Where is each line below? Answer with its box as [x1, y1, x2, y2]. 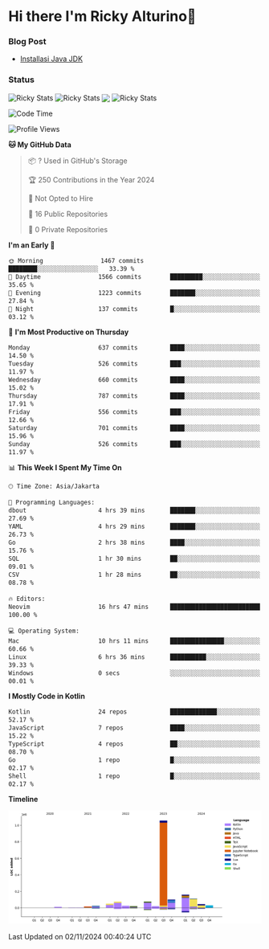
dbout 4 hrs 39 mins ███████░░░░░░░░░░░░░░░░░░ [8, 506, 261, 515]
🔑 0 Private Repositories [27, 225, 108, 235]
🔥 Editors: [8, 595, 46, 603]
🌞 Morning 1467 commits [8, 257, 145, 265]
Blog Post [8, 36, 47, 47]
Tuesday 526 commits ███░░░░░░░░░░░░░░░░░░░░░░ [8, 360, 261, 368]
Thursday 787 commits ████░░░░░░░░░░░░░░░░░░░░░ [8, 392, 261, 400]
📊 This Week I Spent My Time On [8, 463, 122, 472]
